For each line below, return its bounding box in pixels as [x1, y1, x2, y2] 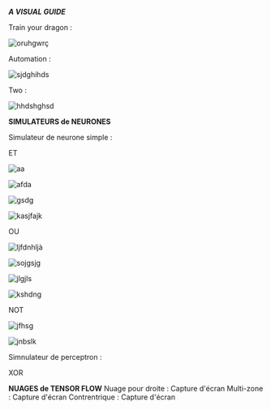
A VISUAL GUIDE [8, 7, 67, 16]
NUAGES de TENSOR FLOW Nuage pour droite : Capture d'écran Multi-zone [8, 384, 264, 393]
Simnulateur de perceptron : [8, 352, 102, 361]
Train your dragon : [8, 23, 73, 32]
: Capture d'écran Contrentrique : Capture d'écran [8, 392, 176, 402]
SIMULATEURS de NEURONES [8, 117, 111, 126]
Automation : [8, 54, 51, 63]
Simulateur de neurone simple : [8, 133, 113, 142]
